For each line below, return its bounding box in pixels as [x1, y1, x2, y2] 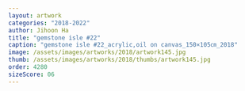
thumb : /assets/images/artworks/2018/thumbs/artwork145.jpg [8, 56, 212, 64]
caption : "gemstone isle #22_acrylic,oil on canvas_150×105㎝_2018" [8, 41, 238, 49]
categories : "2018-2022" [8, 19, 90, 27]
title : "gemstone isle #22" [8, 33, 101, 42]
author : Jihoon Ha [8, 26, 69, 34]
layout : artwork [8, 11, 62, 20]
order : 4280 [8, 63, 48, 71]
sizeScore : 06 [8, 70, 56, 78]
